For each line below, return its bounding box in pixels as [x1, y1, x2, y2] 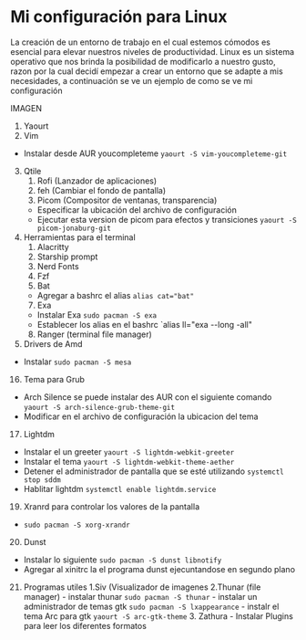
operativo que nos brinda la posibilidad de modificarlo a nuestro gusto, [10, 56, 276, 67]
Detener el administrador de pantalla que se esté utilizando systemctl [23, 466, 285, 477]
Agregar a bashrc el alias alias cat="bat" [36, 289, 195, 300]
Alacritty [36, 241, 69, 252]
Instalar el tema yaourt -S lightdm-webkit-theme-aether [23, 456, 235, 467]
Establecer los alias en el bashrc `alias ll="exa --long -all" [36, 319, 253, 330]
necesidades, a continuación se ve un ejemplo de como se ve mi [10, 75, 253, 86]
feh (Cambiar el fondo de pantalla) [36, 184, 167, 195]
